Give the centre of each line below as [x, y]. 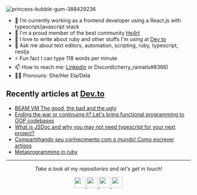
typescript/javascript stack [47, 27]
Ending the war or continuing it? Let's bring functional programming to [99, 114]
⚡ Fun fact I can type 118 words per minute [66, 58]
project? [25, 133]
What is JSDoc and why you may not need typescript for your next [95, 127]
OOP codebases [34, 120]
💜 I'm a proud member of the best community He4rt [77, 33]
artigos [23, 145]
